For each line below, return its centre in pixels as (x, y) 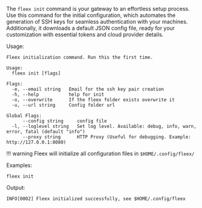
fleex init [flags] (36, 73)
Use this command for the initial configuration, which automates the (91, 15)
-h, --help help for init (58, 95)
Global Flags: (24, 116)
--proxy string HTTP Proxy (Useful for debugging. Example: (106, 137)
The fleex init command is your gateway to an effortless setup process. (98, 9)
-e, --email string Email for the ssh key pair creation (88, 89)
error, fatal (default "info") (46, 132)
